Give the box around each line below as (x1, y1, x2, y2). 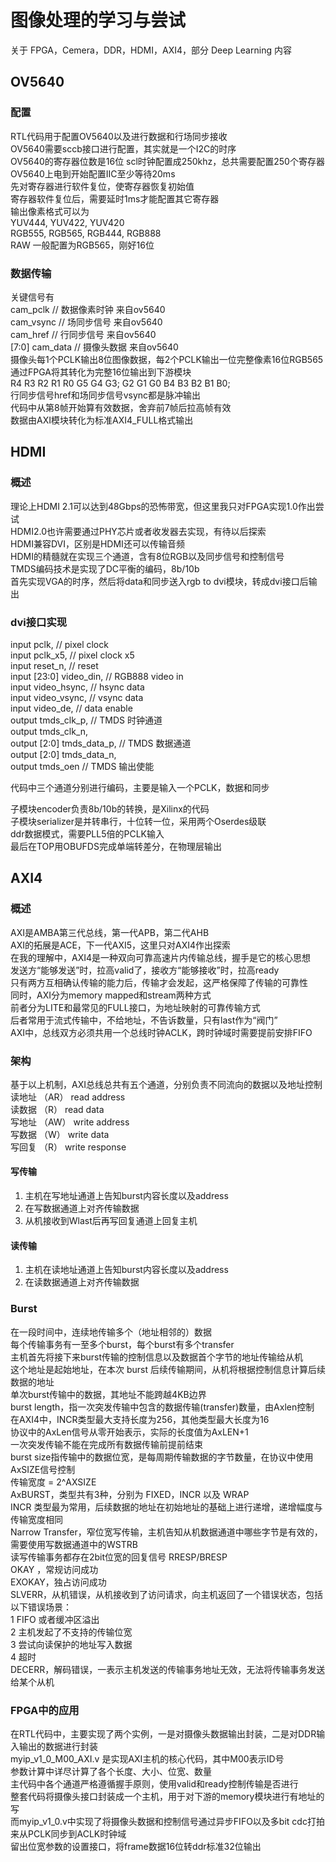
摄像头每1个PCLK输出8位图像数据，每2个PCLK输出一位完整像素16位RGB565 (10, 353, 324, 365)
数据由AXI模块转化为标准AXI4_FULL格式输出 (10, 414, 194, 426)
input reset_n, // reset (10, 659, 99, 671)
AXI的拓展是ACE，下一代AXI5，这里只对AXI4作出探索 (10, 939, 232, 951)
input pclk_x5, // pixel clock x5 (10, 649, 135, 661)
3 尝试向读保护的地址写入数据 (10, 1638, 133, 1650)
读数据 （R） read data (10, 1103, 105, 1115)
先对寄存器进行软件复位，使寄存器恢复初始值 (10, 180, 195, 192)
